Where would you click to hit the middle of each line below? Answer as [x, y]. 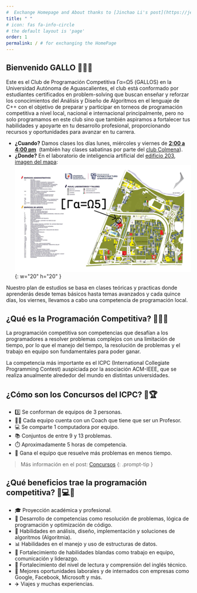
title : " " [19, 18]
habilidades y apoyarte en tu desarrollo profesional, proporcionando [88, 126]
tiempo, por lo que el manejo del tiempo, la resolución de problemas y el [93, 345]
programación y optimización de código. [63, 524]
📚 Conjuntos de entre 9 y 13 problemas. [63, 436]
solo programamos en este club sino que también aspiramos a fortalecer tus [98, 119]
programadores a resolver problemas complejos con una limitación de [91, 339]
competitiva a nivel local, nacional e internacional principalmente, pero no [95, 113]
